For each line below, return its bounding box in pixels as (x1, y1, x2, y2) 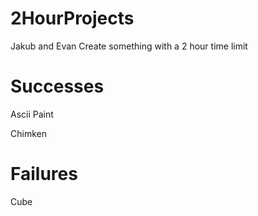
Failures (10, 163, 78, 186)
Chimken (10, 127, 47, 139)
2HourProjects (10, 7, 135, 30)
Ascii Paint (10, 108, 54, 120)
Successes (10, 75, 105, 98)
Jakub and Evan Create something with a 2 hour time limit (10, 40, 248, 52)
